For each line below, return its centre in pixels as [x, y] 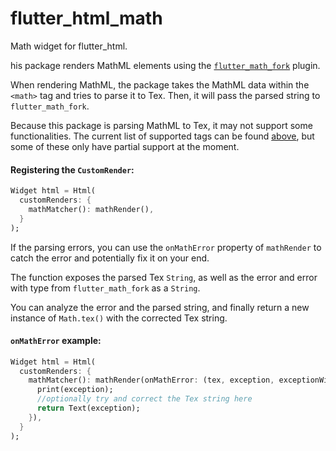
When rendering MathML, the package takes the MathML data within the [160, 84]
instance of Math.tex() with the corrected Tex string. [119, 318]
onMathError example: [56, 341]
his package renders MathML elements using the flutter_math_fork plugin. [165, 65]
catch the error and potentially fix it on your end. [110, 258]
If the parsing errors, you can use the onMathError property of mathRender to [166, 247]
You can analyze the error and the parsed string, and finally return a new [160, 307]
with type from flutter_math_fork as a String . [105, 288]
